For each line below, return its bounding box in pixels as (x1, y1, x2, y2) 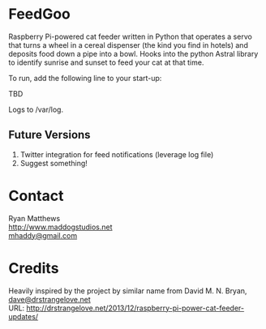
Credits (8, 258, 59, 277)
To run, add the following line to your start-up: (8, 73, 162, 83)
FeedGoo (8, 5, 71, 23)
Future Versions (8, 128, 91, 142)
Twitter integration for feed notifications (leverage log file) (19, 149, 214, 159)
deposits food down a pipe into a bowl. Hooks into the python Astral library (8, 49, 259, 58)
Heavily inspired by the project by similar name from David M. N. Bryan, (8, 285, 247, 296)
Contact (8, 186, 64, 205)
